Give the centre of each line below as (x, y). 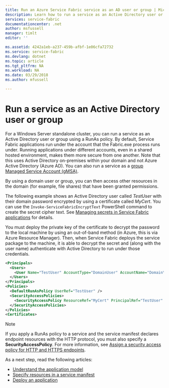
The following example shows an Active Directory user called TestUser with (83, 196)
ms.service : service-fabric (35, 52)
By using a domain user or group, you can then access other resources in (81, 181)
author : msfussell (24, 29)
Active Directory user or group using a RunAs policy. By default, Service (80, 139)
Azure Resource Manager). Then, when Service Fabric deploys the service (82, 238)
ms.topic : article (24, 61)
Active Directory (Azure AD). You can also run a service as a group (74, 166)
